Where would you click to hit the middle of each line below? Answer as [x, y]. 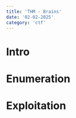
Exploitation [36, 105]
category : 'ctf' [26, 22]
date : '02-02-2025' [30, 17]
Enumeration [38, 79]
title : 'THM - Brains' [34, 12]
